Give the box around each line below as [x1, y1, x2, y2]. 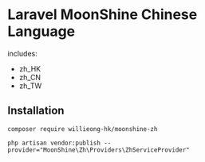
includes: [7, 48, 37, 58]
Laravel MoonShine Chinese [7, 6, 198, 24]
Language [7, 22, 76, 40]
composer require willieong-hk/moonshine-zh [7, 125, 158, 133]
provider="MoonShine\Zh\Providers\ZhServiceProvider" [7, 145, 191, 154]
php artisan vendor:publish [7, 139, 101, 147]
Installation [7, 104, 65, 118]
